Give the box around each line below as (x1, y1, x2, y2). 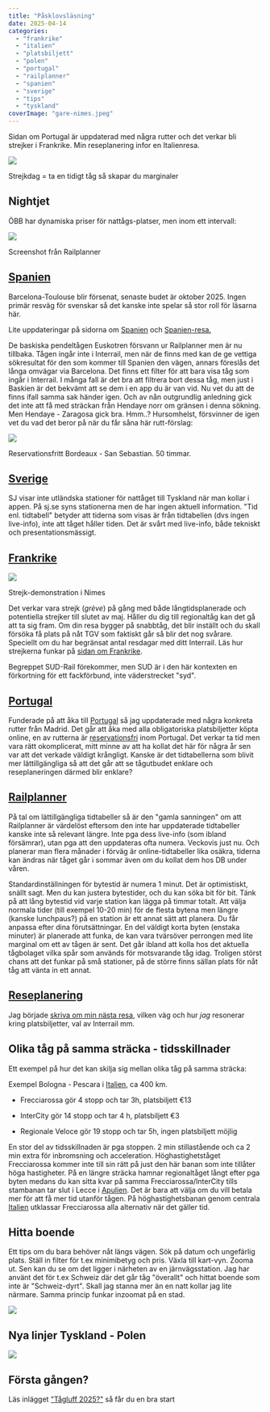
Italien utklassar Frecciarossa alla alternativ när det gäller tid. (8, 1202, 210, 1211)
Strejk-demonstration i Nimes (8, 588, 106, 598)
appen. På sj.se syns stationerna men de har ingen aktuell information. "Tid (8, 502, 258, 512)
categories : (8, 27, 48, 35)
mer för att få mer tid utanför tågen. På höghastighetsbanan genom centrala (8, 1194, 260, 1203)
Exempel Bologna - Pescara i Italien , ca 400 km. (8, 1079, 168, 1089)
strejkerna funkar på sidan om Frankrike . (8, 646, 143, 656)
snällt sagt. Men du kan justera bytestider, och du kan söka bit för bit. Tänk (8, 887, 256, 898)
